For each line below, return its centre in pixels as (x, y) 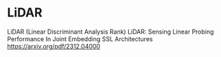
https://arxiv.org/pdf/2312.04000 (54, 46)
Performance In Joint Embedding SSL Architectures (80, 38)
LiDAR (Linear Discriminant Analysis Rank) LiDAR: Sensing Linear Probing (110, 32)
